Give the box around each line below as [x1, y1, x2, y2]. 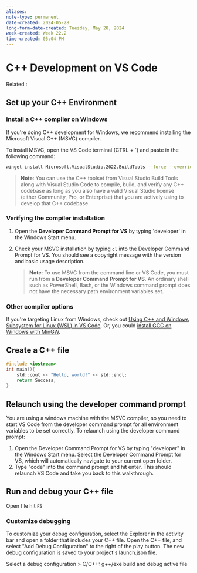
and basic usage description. [14, 257, 85, 264]
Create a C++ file [6, 345, 70, 356]
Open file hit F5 [6, 502, 43, 509]
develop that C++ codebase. [20, 199, 90, 206]
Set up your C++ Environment [6, 98, 117, 108]
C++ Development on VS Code [6, 61, 158, 75]
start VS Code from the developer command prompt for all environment [6, 421, 179, 428]
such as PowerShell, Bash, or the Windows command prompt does [29, 282, 191, 289]
